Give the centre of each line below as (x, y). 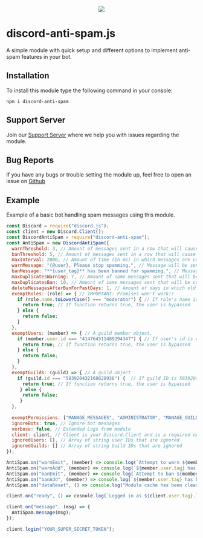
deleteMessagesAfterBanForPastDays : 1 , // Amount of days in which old (104, 288)
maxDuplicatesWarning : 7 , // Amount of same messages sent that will (101, 277)
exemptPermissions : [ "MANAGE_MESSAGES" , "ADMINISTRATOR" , (86, 418)
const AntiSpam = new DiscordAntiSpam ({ (58, 243)
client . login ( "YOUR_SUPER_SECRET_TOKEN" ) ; (60, 529)
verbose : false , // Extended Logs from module (71, 429)
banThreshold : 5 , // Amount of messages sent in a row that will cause (104, 254)
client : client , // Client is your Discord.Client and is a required (101, 435)
